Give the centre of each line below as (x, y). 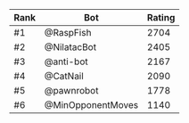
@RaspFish (68, 33)
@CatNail (64, 76)
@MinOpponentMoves (91, 105)
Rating (161, 17)
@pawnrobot (71, 90)
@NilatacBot (70, 47)
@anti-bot (66, 61)
